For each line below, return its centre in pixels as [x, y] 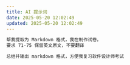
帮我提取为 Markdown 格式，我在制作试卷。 [54, 40]
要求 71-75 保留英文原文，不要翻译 [45, 46]
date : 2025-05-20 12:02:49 [40, 18]
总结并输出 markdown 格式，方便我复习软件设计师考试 [65, 56]
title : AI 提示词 [27, 12]
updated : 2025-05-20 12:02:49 [45, 23]
